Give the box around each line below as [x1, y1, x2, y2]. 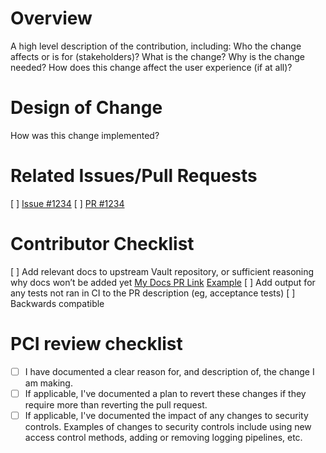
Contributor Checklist [10, 233, 195, 255]
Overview [10, 7, 93, 30]
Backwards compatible [10, 297, 105, 309]
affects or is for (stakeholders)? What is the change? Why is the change [10, 50, 305, 62]
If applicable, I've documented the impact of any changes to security [24, 409, 309, 421]
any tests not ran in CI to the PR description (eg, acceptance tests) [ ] [10, 287, 296, 299]
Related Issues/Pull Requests [10, 165, 258, 187]
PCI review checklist [10, 332, 183, 355]
